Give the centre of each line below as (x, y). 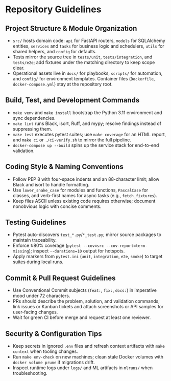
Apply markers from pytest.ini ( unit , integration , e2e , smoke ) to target (88, 257)
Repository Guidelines (53, 9)
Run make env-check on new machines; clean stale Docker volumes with (88, 357)
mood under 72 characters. (41, 296)
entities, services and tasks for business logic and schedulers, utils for (88, 46)
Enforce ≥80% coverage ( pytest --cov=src (58, 246)
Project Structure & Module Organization (71, 28)
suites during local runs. (38, 262)
